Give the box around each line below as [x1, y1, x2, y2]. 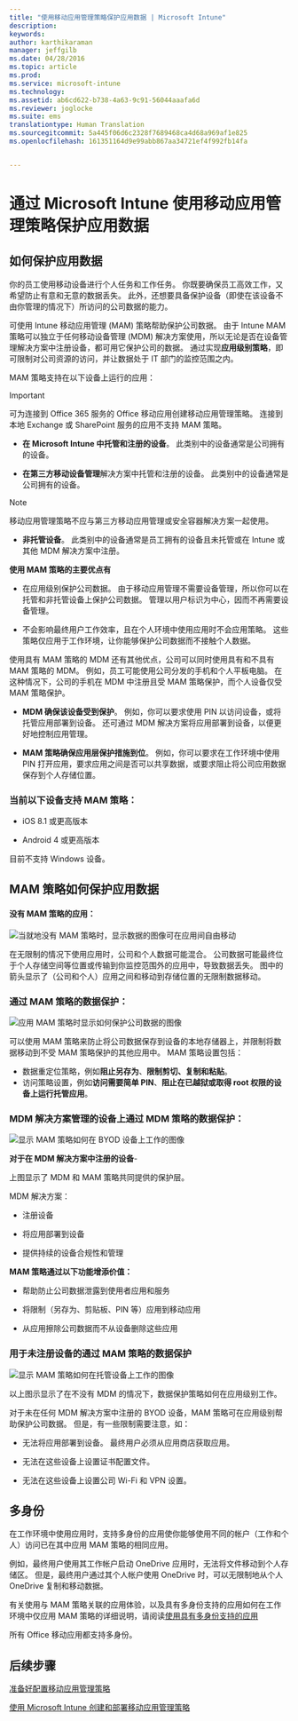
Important [9, 390, 45, 401]
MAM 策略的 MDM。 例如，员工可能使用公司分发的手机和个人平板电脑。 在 [9, 665, 283, 676]
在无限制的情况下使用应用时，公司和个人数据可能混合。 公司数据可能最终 [9, 948, 276, 959]
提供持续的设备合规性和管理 [21, 1248, 124, 1258]
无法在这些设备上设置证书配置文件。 [21, 1455, 155, 1466]
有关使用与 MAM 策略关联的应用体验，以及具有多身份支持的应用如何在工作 [9, 1599, 282, 1610]
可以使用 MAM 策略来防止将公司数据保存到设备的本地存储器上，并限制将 [9, 1035, 274, 1046]
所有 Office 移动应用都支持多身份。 [9, 1630, 137, 1640]
